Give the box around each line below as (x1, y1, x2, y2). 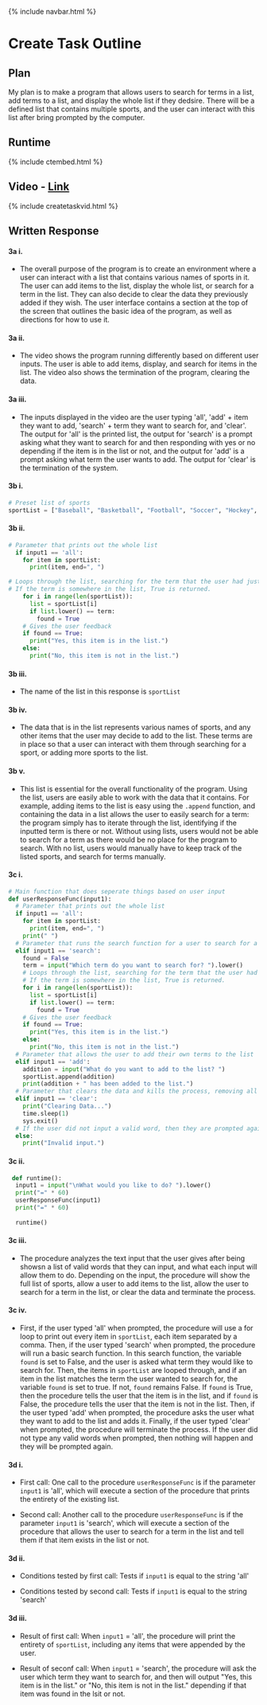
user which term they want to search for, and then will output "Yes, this (19, 1672, 253, 1681)
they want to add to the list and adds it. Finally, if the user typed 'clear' (19, 1417, 250, 1426)
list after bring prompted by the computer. (8, 113, 145, 122)
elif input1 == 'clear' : (15, 1095, 98, 1103)
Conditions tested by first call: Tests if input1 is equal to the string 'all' (19, 1571, 250, 1581)
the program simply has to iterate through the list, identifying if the (19, 818, 237, 827)
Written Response (8, 225, 99, 238)
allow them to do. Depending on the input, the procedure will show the (19, 1270, 250, 1280)
